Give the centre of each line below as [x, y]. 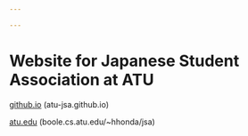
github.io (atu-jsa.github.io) [59, 104]
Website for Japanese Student [124, 61]
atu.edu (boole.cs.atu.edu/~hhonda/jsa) [83, 122]
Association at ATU [82, 80]
